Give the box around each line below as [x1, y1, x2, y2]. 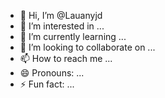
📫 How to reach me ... [19, 53, 113, 64]
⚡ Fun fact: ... [19, 78, 75, 90]
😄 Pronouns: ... [19, 67, 85, 79]
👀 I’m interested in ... [19, 20, 105, 32]
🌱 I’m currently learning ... [19, 31, 127, 42]
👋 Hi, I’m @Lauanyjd [19, 10, 103, 21]
